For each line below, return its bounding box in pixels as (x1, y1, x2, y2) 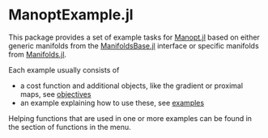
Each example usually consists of (8, 65, 120, 74)
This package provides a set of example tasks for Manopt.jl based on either (8, 32, 261, 42)
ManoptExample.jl (8, 6, 134, 24)
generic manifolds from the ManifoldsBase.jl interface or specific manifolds (8, 40, 259, 50)
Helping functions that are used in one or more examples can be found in (8, 113, 253, 123)
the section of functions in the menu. (8, 122, 131, 132)
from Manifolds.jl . (8, 49, 67, 59)
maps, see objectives (19, 89, 91, 98)
